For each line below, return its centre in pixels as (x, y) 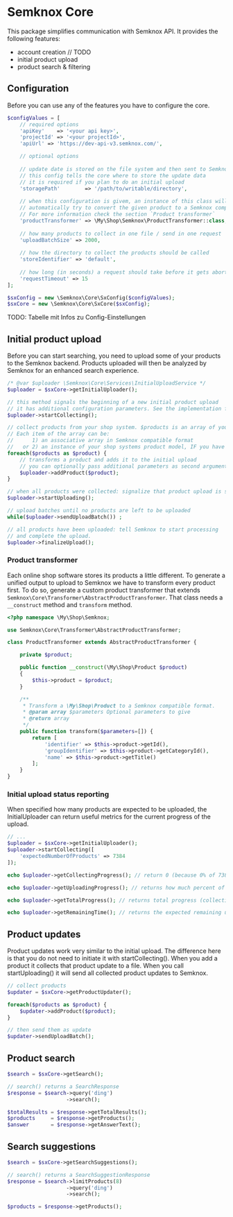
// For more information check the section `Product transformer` (118, 214)
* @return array (46, 719)
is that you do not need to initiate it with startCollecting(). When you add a (113, 958)
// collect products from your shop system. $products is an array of (111, 428)
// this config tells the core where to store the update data (113, 175)
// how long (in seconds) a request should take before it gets (114, 272)
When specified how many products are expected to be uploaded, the (107, 809)
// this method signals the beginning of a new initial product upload (113, 402)
